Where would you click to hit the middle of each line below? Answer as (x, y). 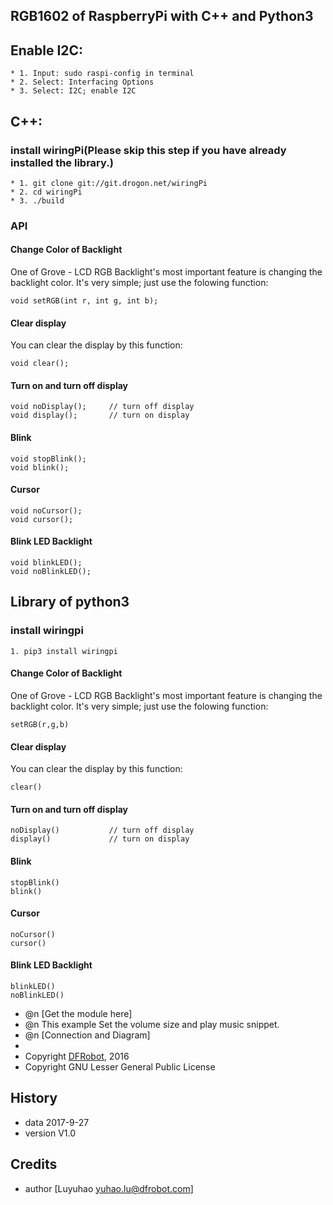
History (34, 1098)
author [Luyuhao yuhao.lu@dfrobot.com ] (109, 1188)
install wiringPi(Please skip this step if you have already (148, 150)
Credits (34, 1164)
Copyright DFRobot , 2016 (77, 1056)
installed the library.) (62, 162)
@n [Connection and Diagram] (87, 1035)
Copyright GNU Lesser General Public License (120, 1066)
